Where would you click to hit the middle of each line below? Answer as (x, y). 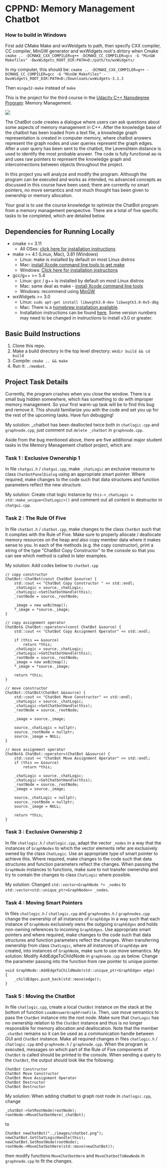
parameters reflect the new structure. (44, 485)
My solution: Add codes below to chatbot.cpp (52, 565)
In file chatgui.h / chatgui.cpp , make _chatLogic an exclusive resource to (80, 469)
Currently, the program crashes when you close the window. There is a (78, 393)
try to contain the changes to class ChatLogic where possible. (68, 874)
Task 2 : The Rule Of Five (36, 518)
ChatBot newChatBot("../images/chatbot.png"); (54, 1133)
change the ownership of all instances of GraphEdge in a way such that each (83, 919)
